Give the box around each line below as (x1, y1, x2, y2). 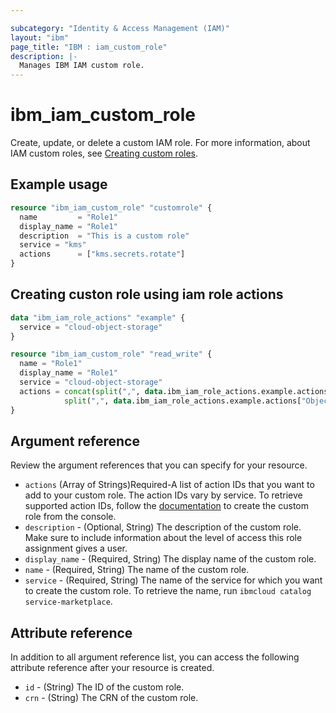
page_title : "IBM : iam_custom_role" (10, 42, 168, 52)
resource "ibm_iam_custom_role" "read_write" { (10, 349, 213, 360)
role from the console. (24, 511, 117, 523)
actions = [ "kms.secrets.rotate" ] (19, 249, 186, 260)
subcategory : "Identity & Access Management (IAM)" (10, 23, 230, 33)
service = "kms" (19, 240, 87, 250)
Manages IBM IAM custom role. (19, 61, 145, 71)
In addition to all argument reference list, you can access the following (10, 651, 300, 663)
